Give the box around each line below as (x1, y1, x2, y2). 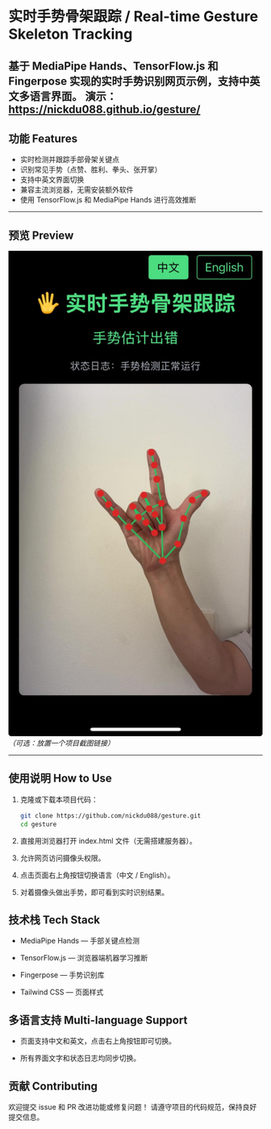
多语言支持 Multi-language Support (8, 1013, 188, 1027)
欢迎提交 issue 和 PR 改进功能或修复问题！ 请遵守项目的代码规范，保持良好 (8, 1102, 257, 1112)
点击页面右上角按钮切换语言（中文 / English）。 (19, 870, 175, 880)
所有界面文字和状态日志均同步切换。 (19, 1053, 141, 1063)
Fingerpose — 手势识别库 (19, 970, 105, 980)
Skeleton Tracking (8, 25, 133, 44)
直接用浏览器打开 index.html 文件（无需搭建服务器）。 (19, 835, 197, 845)
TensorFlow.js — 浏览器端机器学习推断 (19, 953, 148, 963)
